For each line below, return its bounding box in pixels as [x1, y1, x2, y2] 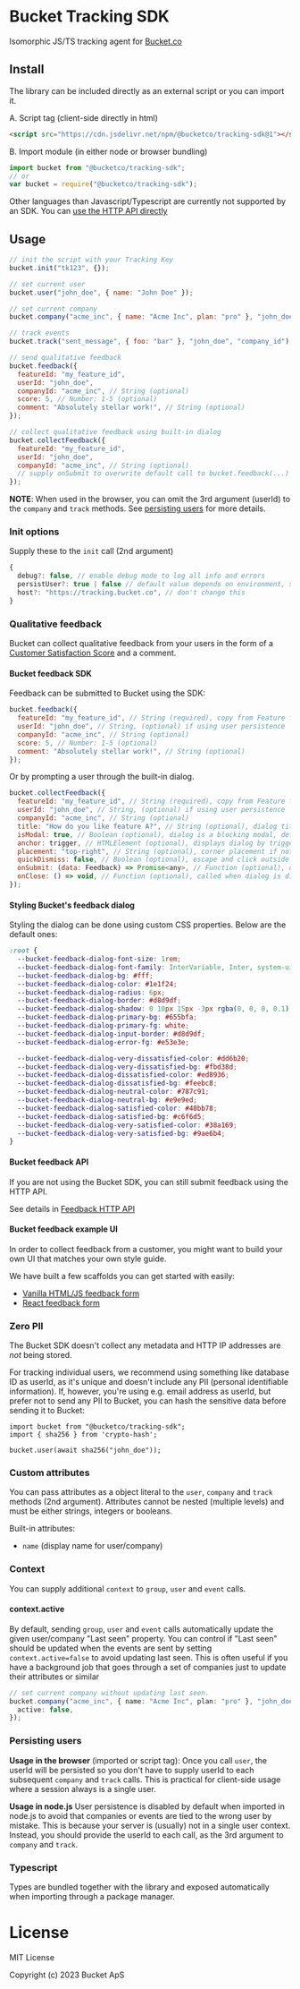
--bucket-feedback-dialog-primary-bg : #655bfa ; [17, 1013, 198, 1022]
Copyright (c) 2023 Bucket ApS [9, 1969, 125, 1980]
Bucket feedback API [9, 1157, 89, 1167]
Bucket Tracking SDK [9, 6, 170, 27]
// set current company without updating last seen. [9, 1688, 210, 1697]
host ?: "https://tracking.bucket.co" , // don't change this [17, 588, 246, 597]
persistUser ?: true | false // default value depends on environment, [17, 580, 286, 589]
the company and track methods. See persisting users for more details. [9, 503, 266, 514]
